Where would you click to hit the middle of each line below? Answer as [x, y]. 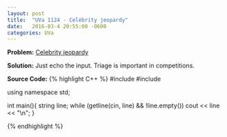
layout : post [26, 13]
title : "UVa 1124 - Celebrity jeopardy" [68, 20]
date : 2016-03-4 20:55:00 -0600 [57, 26]
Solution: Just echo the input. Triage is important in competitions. [101, 65]
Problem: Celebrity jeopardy [48, 52]
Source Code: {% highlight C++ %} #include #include [84, 79]
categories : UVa [30, 33]
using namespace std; [39, 92]
